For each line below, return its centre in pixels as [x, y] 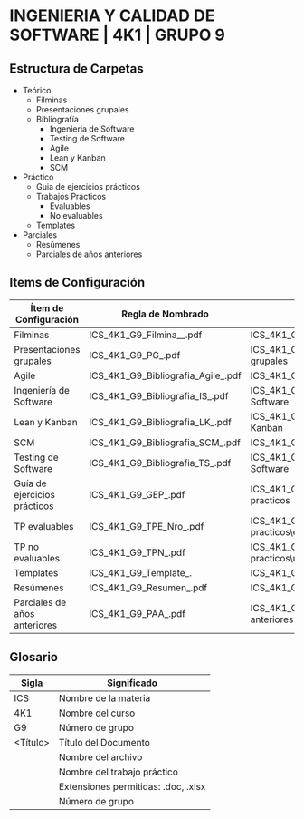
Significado [133, 683]
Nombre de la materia [104, 697]
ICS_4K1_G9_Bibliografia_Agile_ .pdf [165, 375]
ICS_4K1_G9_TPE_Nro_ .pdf [147, 526]
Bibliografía [57, 119]
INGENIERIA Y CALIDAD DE [112, 16]
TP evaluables [44, 526]
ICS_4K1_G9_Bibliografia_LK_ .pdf [161, 422]
